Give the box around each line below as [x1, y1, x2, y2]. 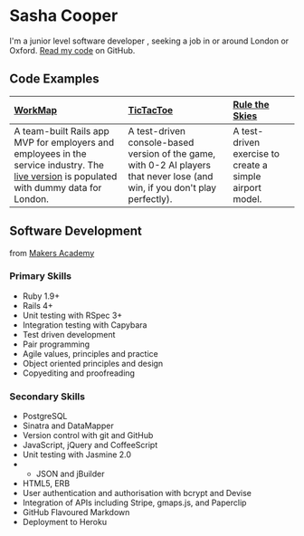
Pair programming [22, 339, 90, 349]
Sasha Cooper [9, 5, 119, 26]
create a [233, 158, 269, 171]
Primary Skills [9, 270, 72, 282]
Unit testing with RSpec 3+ [22, 310, 123, 321]
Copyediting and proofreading [22, 368, 136, 378]
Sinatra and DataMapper [22, 420, 115, 431]
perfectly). [128, 192, 173, 205]
